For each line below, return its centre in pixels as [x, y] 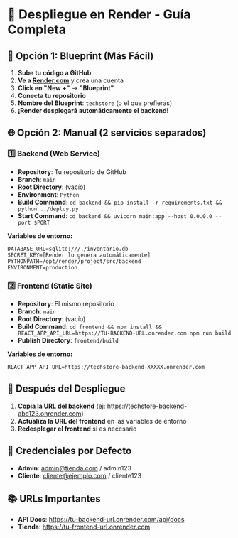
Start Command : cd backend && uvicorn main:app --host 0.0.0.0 [115, 215]
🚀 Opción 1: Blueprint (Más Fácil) [81, 56]
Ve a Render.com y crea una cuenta [71, 80]
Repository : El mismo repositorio [66, 303]
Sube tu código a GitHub [54, 73]
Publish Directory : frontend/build [68, 340]
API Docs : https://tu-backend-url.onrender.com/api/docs [101, 520]
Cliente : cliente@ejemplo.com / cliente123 [80, 475]
